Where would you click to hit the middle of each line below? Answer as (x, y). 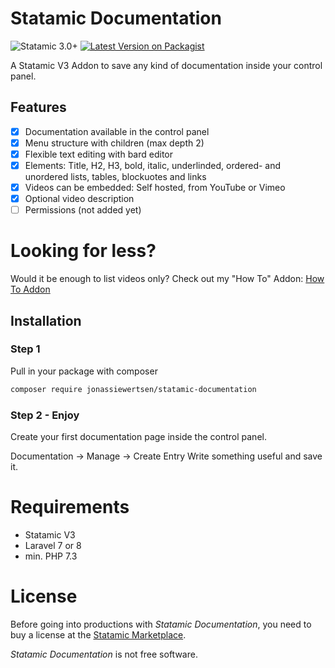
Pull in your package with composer (84, 371)
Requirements (70, 507)
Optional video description (79, 199)
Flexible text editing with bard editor (98, 154)
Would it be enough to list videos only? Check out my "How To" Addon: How (167, 279)
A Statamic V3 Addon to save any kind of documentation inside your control (166, 65)
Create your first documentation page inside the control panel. (138, 436)
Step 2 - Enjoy (45, 415)
